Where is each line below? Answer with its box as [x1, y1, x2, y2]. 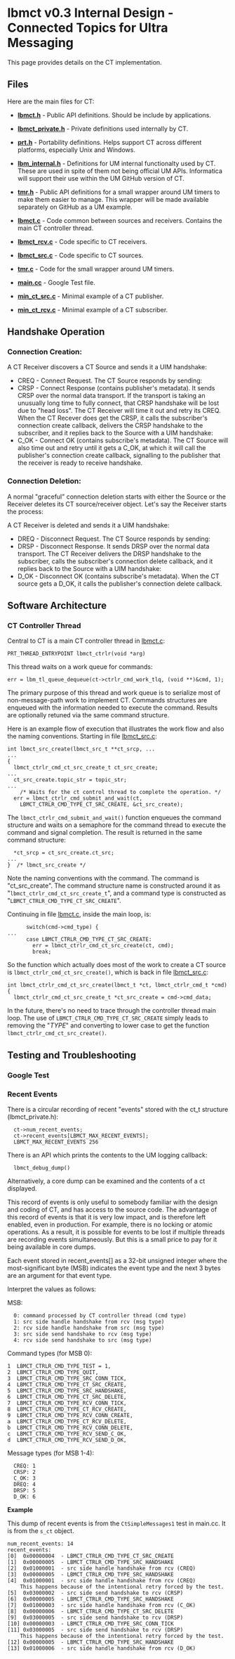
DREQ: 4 [13, 1481, 36, 1488]
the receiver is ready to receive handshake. [17, 459, 143, 467]
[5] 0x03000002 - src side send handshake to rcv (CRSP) [7, 1589, 184, 1597]
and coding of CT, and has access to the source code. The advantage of [7, 1205, 217, 1214]
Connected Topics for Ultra [7, 20, 168, 36]
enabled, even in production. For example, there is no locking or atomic [7, 1220, 213, 1229]
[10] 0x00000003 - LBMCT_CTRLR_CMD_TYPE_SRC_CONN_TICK [7, 1620, 174, 1627]
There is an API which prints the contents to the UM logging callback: [7, 1151, 208, 1160]
